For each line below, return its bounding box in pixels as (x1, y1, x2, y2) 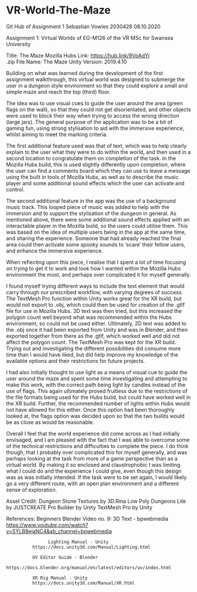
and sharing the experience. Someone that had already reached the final (6, 234, 181, 241)
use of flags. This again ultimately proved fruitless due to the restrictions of (6, 387, 188, 394)
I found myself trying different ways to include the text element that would (6, 282, 185, 290)
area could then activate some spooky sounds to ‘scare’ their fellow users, (6, 241, 186, 248)
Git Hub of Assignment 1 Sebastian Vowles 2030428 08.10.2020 (6, 23, 161, 30)
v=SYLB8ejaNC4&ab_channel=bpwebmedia (6, 527, 113, 534)
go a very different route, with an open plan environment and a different (6, 480, 179, 487)
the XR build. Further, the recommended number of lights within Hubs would (6, 400, 190, 407)
